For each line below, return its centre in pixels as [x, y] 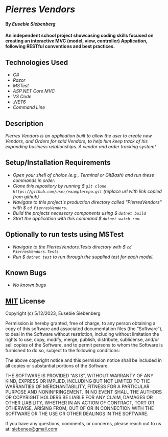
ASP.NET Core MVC [34, 91]
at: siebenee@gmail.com [31, 429]
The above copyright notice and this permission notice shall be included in [83, 360]
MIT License [25, 301]
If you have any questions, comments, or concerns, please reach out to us [83, 424]
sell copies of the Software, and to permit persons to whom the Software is [84, 345]
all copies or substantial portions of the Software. [57, 366]
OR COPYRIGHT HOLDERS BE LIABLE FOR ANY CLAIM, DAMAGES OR [79, 398]
